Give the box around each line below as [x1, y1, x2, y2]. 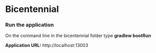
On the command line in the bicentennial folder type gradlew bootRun [5, 32, 151, 38]
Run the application [5, 21, 54, 28]
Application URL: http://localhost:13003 [5, 42, 88, 48]
